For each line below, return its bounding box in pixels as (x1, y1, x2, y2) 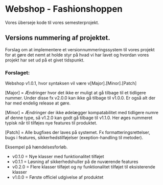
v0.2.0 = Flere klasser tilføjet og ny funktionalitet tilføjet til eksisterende (12, 164, 156, 170)
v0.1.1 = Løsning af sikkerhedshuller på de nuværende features (12, 159, 139, 164)
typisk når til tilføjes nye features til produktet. (5, 120, 97, 126)
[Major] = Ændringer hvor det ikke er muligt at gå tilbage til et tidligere (5, 90, 146, 96)
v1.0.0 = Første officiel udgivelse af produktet (12, 174, 104, 180)
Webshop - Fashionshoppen (5, 3, 123, 15)
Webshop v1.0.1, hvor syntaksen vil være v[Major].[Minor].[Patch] (5, 81, 137, 86)
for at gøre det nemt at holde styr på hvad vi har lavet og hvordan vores (5, 52, 149, 58)
